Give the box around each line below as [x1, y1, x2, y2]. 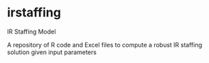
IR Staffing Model [7, 27, 56, 36]
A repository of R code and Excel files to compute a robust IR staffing [7, 40, 203, 49]
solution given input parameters [7, 48, 97, 56]
